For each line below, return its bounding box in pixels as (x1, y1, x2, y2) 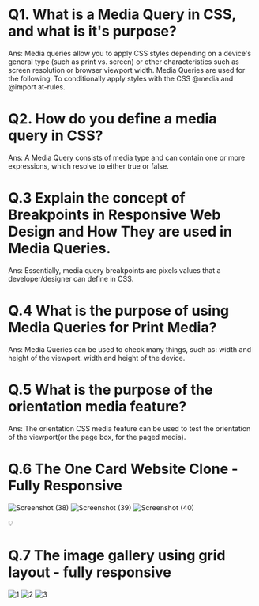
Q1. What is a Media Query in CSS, (8, 6, 236, 24)
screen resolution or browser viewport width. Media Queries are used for (8, 65, 246, 74)
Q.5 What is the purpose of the (8, 381, 213, 399)
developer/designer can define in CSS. (8, 274, 134, 283)
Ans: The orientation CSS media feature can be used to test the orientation (8, 423, 251, 433)
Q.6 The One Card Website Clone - (8, 460, 238, 478)
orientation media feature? (8, 397, 187, 415)
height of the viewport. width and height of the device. (8, 353, 186, 362)
